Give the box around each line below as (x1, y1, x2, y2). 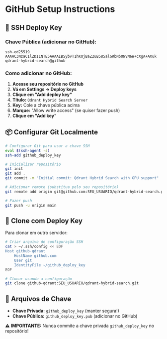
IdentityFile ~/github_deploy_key (14, 262, 85, 267)
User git (14, 258, 32, 263)
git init (5, 166, 23, 171)
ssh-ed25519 (5, 49, 30, 54)
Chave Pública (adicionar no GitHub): (5, 38, 97, 45)
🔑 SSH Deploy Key (5, 23, 62, 32)
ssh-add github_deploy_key (5, 153, 61, 158)
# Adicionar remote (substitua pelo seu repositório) (5, 185, 119, 190)
